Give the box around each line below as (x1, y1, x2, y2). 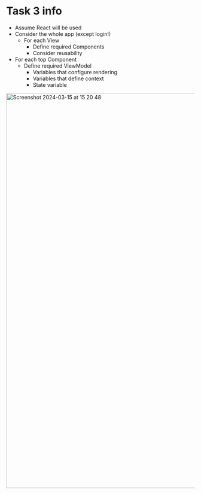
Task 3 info (6, 4, 62, 18)
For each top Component (14, 56, 77, 63)
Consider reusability (32, 49, 83, 56)
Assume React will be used (14, 24, 82, 31)
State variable (32, 81, 67, 88)
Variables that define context (32, 75, 104, 82)
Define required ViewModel (23, 62, 92, 69)
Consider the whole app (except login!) (14, 30, 111, 37)
